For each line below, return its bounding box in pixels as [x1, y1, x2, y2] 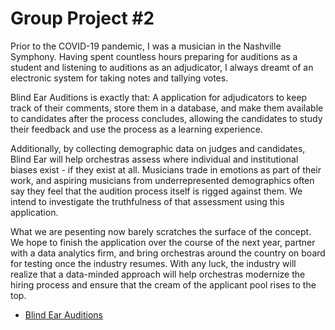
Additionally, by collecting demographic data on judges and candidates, [10, 142, 306, 154]
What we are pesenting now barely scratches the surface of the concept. [10, 225, 312, 237]
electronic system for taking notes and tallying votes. [10, 72, 229, 84]
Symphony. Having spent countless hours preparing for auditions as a [10, 50, 298, 62]
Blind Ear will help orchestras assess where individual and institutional [10, 153, 299, 165]
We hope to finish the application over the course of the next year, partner [10, 236, 316, 248]
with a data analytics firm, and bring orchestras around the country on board [10, 247, 326, 259]
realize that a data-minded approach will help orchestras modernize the [10, 268, 306, 280]
